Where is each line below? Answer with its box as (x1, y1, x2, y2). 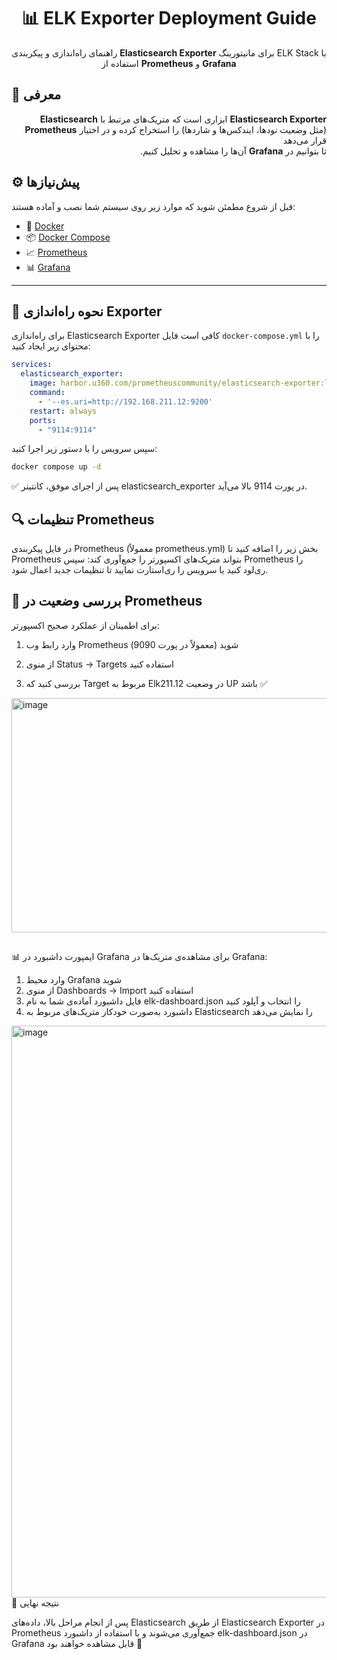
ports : (29, 415, 57, 425)
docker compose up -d (11, 462, 102, 472)
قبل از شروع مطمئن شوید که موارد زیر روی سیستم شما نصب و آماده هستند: (11, 200, 296, 212)
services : (11, 360, 53, 370)
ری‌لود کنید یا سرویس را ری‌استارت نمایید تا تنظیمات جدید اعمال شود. (11, 564, 269, 576)
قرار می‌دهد (282, 134, 327, 146)
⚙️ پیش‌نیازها (11, 174, 80, 191)
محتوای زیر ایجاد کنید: (11, 340, 91, 352)
